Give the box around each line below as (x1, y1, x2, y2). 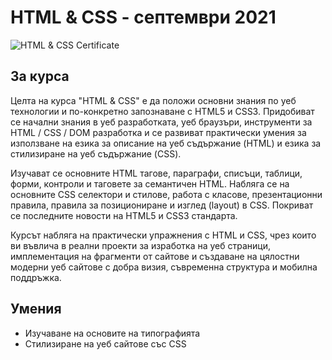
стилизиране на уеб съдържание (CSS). (10, 147, 182, 160)
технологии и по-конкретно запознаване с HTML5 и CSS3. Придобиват (10, 105, 315, 117)
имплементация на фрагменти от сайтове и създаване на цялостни (10, 250, 300, 262)
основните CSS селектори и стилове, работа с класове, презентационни (10, 188, 323, 200)
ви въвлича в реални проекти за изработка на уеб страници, (10, 239, 272, 251)
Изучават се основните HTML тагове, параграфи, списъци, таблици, (10, 167, 303, 179)
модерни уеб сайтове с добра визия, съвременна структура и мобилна (10, 261, 318, 273)
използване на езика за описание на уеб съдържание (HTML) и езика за (10, 137, 322, 149)
